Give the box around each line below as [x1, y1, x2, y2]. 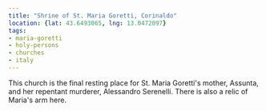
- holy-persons [8, 42, 59, 50]
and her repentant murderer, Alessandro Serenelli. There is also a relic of [8, 86, 248, 96]
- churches [8, 49, 45, 57]
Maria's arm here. [8, 95, 66, 105]
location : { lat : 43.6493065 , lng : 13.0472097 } [8, 19, 167, 27]
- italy [8, 57, 34, 65]
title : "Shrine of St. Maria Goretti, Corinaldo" [8, 11, 178, 20]
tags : [8, 26, 26, 34]
